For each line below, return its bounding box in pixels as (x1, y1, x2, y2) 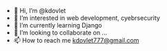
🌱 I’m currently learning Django (13, 21, 102, 29)
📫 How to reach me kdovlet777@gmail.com (13, 37, 139, 44)
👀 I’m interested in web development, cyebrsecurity (13, 14, 161, 22)
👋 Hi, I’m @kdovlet (13, 7, 66, 14)
